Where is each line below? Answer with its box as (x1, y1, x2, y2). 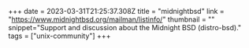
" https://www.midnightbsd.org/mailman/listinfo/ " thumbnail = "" (8, 15, 215, 24)
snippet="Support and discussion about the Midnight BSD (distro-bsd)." (8, 23, 242, 32)
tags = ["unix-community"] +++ (8, 31, 111, 40)
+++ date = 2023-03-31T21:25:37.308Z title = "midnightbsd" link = (8, 7, 225, 15)
